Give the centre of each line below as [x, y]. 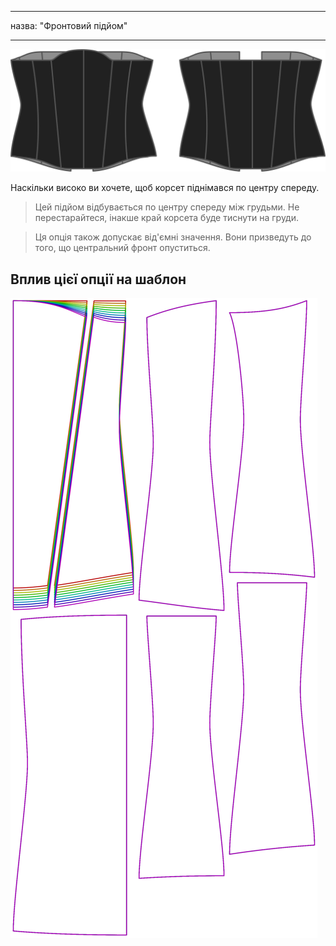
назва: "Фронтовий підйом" [69, 25]
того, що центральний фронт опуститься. [122, 248]
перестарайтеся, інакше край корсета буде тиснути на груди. [167, 218]
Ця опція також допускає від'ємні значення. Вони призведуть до [173, 237]
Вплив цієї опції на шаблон [98, 279]
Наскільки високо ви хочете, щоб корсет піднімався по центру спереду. [165, 188]
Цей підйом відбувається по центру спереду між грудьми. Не [167, 207]
